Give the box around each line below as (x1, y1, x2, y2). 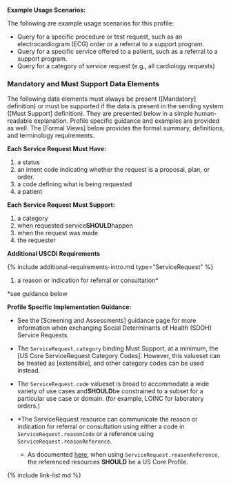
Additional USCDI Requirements (7, 250, 101, 258)
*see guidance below (7, 290, 68, 298)
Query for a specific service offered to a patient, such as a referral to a (17, 48, 219, 55)
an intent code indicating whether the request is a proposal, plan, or (17, 166, 210, 174)
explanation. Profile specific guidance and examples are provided (33, 117, 220, 125)
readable (7, 117, 32, 125)
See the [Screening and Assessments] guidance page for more (17, 317, 197, 325)
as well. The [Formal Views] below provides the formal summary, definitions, (7, 124, 225, 132)
